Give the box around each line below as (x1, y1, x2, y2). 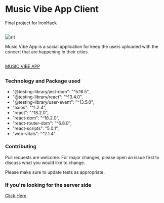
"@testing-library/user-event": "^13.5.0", (12, 99, 94, 105)
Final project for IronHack (5, 20, 57, 26)
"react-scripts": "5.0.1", (12, 125, 59, 131)
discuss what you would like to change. (5, 160, 85, 165)
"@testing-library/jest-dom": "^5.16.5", (12, 89, 90, 95)
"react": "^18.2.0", (12, 110, 49, 116)
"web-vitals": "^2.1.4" (12, 131, 56, 137)
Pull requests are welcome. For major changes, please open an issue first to (5, 154, 160, 160)
